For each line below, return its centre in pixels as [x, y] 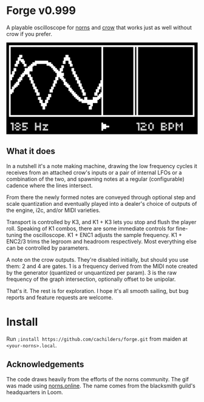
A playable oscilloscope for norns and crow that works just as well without [99, 27]
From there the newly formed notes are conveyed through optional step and [101, 197]
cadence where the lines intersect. [49, 185]
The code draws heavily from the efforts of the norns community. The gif [98, 379]
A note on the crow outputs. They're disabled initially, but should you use [97, 259]
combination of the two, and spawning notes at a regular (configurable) [96, 179]
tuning [14, 234]
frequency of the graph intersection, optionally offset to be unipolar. [91, 279]
